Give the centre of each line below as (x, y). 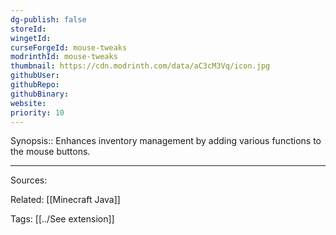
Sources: (29, 180)
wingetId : (31, 38)
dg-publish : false (48, 19)
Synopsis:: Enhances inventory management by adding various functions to (166, 141)
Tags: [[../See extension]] (62, 219)
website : (28, 103)
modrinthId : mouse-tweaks (64, 57)
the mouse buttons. (50, 152)
